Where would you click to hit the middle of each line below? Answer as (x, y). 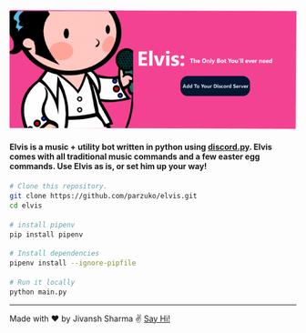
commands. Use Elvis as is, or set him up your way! (108, 166)
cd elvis (26, 206)
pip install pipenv (46, 234)
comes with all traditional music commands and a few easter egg (135, 156)
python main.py (38, 292)
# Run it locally (42, 282)
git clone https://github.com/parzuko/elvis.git (103, 197)
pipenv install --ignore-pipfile (73, 263)
